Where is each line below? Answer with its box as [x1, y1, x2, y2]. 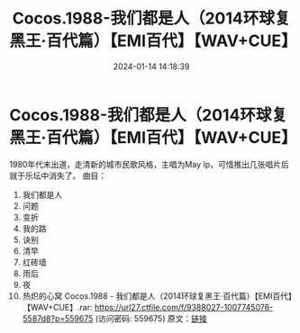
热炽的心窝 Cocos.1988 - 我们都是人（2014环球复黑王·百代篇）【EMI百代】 [22, 290, 293, 301]
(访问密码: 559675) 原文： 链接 [95, 312, 207, 324]
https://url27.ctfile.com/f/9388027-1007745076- [94, 301, 274, 312]
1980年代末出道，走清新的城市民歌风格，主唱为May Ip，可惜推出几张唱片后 [9, 158, 290, 169]
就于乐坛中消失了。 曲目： [9, 170, 106, 181]
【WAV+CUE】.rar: [22, 301, 93, 312]
